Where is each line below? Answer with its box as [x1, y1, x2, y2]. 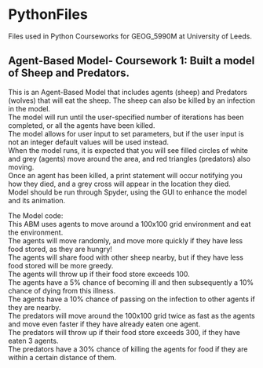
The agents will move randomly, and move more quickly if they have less [8, 235, 243, 245]
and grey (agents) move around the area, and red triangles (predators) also [8, 154, 251, 163]
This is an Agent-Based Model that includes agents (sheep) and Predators [8, 87, 247, 97]
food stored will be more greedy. [8, 261, 114, 270]
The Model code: [8, 210, 64, 220]
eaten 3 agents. [8, 336, 59, 345]
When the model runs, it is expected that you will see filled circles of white [8, 145, 249, 155]
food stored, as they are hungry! [8, 244, 112, 253]
